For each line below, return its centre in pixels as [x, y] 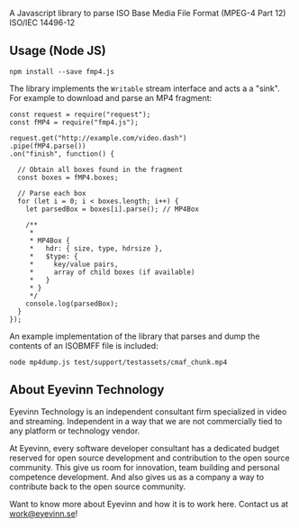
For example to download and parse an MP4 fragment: [111, 97]
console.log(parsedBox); [72, 304]
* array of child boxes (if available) [112, 272]
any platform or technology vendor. [75, 431]
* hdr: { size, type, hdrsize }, [96, 248]
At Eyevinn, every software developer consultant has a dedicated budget [145, 448]
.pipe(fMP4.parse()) [48, 146]
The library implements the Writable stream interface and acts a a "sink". [145, 88]
